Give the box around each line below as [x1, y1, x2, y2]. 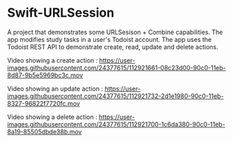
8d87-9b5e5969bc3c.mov [7, 71, 83, 79]
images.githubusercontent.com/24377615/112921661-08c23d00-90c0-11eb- [7, 63, 226, 72]
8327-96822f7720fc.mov [7, 99, 81, 107]
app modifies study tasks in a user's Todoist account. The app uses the [7, 35, 212, 43]
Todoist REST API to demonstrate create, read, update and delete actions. [7, 42, 219, 51]
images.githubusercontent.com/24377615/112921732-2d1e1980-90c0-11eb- [7, 92, 224, 100]
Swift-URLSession [7, 5, 115, 21]
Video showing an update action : [7, 84, 103, 93]
